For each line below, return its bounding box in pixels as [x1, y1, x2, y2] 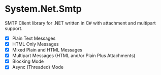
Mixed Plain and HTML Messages [12, 47, 82, 53]
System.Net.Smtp [5, 3, 82, 15]
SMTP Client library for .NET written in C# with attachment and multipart [5, 20, 156, 26]
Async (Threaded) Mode [12, 64, 64, 70]
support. [5, 25, 23, 31]
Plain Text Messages [12, 35, 56, 41]
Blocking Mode [12, 58, 44, 64]
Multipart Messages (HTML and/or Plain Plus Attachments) [12, 53, 136, 59]
